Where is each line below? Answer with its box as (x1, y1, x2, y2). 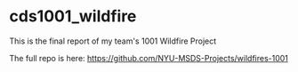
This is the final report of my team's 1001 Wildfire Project (9, 36, 217, 46)
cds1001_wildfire (9, 6, 137, 27)
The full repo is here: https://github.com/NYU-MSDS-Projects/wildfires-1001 (9, 52, 289, 63)
